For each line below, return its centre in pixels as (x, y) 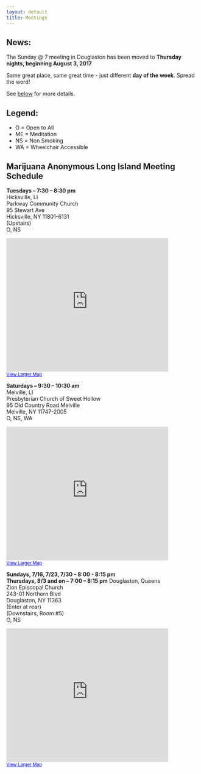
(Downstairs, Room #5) (35, 613)
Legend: (22, 113)
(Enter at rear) (24, 607)
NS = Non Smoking (39, 141)
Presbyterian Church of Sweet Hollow (54, 398)
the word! (18, 82)
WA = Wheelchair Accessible (51, 147)
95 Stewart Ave (26, 210)
